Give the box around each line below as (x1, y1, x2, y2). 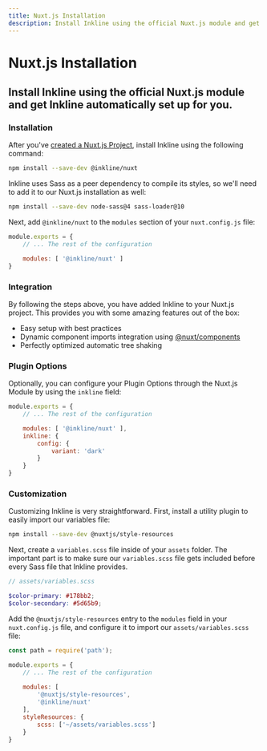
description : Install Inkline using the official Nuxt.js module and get (8, 19, 261, 27)
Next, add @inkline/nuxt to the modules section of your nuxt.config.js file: (8, 217, 256, 227)
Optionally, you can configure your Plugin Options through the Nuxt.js (8, 378, 238, 389)
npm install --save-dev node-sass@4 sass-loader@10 (8, 203, 184, 211)
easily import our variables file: (8, 515, 111, 525)
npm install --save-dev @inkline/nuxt (8, 164, 138, 172)
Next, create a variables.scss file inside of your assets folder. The (8, 545, 228, 555)
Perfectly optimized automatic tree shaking (19, 340, 163, 349)
